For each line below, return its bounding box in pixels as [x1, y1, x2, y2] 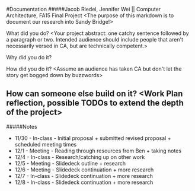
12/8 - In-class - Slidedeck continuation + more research [14, 179, 154, 186]
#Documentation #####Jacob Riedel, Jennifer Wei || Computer [6, 6, 161, 12]
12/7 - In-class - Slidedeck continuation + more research [14, 172, 153, 179]
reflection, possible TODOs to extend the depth [6, 98, 184, 108]
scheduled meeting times [14, 141, 77, 148]
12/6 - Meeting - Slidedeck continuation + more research [14, 166, 154, 173]
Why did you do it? [6, 54, 52, 61]
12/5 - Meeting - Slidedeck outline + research [14, 160, 126, 167]
